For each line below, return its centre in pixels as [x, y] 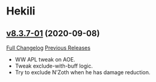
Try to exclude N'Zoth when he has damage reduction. [83, 72]
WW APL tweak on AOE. [45, 59]
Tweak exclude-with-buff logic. [54, 66]
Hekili [21, 11]
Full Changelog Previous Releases [48, 48]
